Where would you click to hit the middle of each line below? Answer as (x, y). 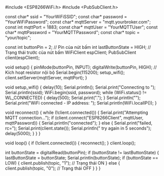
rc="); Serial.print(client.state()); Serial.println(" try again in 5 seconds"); (78, 128)
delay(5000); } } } (23, 133)
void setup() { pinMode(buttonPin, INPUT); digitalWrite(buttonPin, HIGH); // (81, 67)
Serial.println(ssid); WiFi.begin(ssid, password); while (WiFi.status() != (76, 92)
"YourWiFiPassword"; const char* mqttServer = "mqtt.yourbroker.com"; (78, 22)
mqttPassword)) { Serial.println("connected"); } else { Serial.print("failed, (79, 123)
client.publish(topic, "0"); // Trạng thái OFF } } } (53, 168)
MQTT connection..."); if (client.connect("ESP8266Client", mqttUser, (74, 118)
